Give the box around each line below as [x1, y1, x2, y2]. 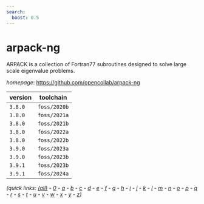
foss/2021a [37, 112, 69, 119]
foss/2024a [37, 171, 69, 177]
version [9, 93, 32, 102]
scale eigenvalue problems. [6, 67, 75, 75]
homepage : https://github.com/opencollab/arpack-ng [6, 79, 141, 86]
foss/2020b [37, 104, 69, 110]
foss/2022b [37, 137, 69, 144]
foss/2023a [37, 145, 69, 152]
